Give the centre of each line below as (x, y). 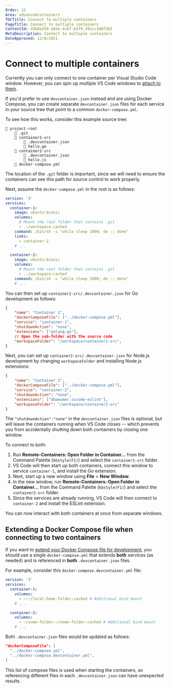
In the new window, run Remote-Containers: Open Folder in (76, 482)
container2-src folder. (36, 493)
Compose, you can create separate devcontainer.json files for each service (85, 104)
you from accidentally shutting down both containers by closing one (77, 429)
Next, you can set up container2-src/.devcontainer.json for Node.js (78, 355)
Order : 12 (16, 10)
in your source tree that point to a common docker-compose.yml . (72, 109)
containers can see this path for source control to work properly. (73, 179)
